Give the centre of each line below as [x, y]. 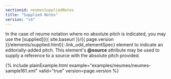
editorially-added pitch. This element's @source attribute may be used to [82, 50]
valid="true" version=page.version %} [79, 71]
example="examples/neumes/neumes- [110, 65]
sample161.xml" [22, 71]
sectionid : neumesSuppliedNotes [40, 10]
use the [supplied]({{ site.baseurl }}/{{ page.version [59, 39]
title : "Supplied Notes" [32, 15]
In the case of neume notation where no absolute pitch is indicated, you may [86, 34]
